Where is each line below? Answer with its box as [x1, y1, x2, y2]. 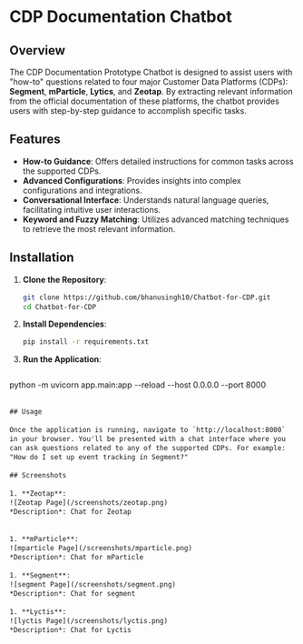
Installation [9, 250, 74, 266]
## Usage [9, 408, 43, 417]
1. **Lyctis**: [9, 608, 67, 617]
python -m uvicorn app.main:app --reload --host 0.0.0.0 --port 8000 [9, 379, 266, 390]
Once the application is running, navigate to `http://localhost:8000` [9, 426, 286, 435]
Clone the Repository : [22, 274, 107, 285]
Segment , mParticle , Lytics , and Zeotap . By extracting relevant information [9, 86, 293, 96]
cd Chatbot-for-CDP [22, 302, 97, 311]
